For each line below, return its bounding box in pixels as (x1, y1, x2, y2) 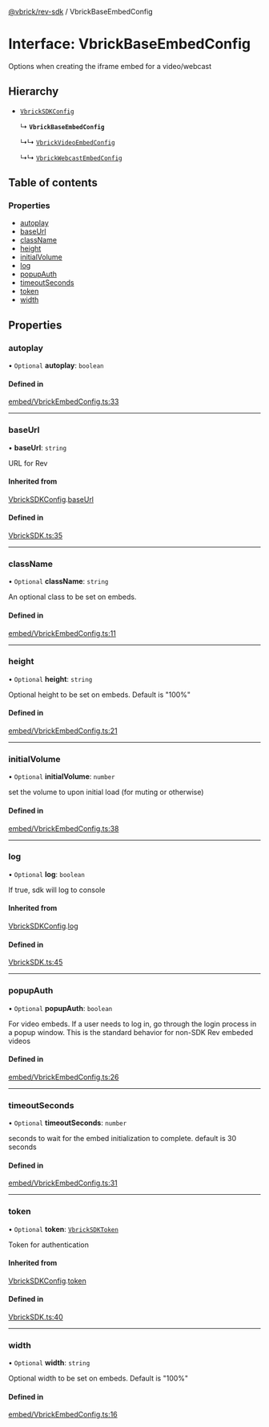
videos (8, 1036, 30, 1046)
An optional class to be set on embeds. (8, 592, 137, 601)
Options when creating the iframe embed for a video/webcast (8, 61, 212, 71)
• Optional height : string (8, 674, 93, 683)
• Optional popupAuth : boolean (8, 1003, 113, 1013)
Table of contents (8, 176, 98, 190)
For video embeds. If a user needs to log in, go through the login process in (8, 1019, 257, 1029)
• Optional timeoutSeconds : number (8, 1118, 127, 1127)
